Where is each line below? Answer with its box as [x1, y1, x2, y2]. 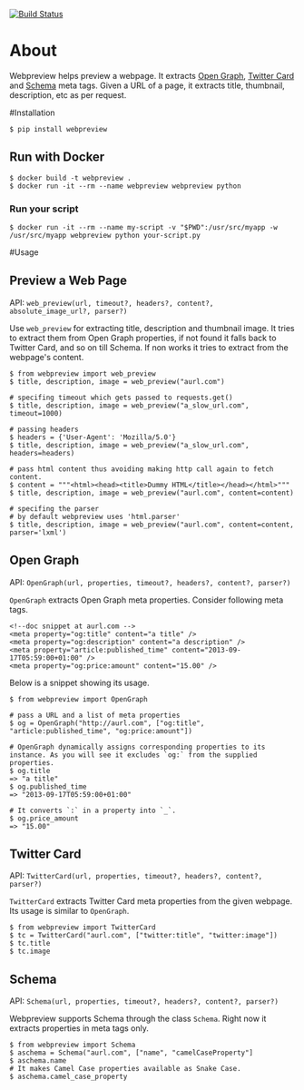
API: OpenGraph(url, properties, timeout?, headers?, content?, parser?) [9, 576, 291, 587]
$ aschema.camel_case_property [9, 1072, 128, 1082]
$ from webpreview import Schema [9, 1040, 136, 1050]
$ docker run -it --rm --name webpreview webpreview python [9, 182, 242, 191]
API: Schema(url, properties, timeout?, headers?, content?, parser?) [9, 996, 279, 1007]
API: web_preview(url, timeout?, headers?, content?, [9, 297, 214, 308]
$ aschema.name [9, 1056, 67, 1065]
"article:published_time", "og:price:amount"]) [9, 726, 193, 735]
